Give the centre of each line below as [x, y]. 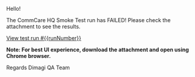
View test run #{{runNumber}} [44, 38]
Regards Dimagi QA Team [38, 67]
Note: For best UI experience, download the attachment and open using [97, 50]
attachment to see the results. [43, 27]
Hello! [14, 9]
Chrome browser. [29, 56]
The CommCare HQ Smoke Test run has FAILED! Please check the [88, 20]
